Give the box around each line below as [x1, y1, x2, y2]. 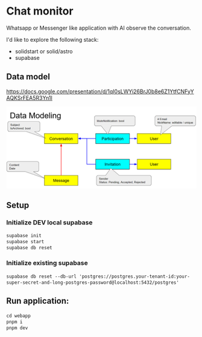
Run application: [6, 296, 69, 306]
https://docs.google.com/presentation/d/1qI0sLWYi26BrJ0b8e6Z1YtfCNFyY [6, 88, 194, 95]
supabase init [6, 233, 42, 239]
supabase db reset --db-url [6, 273, 77, 280]
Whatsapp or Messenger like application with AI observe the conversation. [6, 24, 191, 31]
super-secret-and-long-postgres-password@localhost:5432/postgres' [6, 280, 180, 286]
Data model [6, 71, 50, 82]
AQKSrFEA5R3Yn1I [6, 94, 53, 101]
